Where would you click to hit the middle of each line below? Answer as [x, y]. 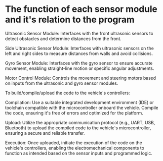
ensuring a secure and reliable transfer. [45, 133]
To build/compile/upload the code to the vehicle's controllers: [68, 93]
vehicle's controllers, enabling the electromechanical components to [75, 148]
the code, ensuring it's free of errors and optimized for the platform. [74, 113]
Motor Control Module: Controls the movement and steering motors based [81, 78]
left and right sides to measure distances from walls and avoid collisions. [79, 54]
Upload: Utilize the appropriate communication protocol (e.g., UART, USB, [80, 122]
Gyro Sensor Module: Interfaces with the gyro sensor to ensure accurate [79, 63]
